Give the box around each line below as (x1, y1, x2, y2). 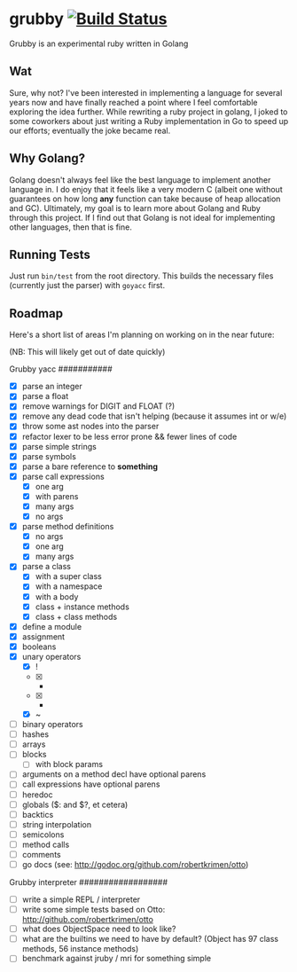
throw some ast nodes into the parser (21, 421, 160, 432)
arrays (21, 739, 46, 749)
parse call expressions (21, 471, 105, 482)
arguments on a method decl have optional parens (21, 769, 207, 780)
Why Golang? (9, 151, 86, 166)
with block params (35, 759, 104, 770)
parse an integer (21, 381, 82, 392)
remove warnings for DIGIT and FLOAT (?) (21, 401, 176, 412)
